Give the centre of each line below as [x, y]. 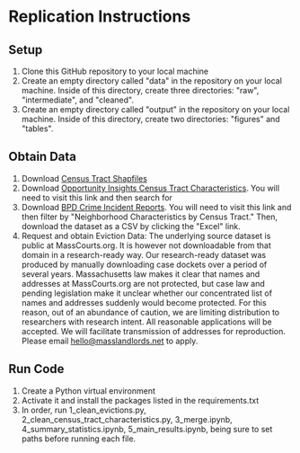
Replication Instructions [100, 17]
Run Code [36, 369]
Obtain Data [43, 157]
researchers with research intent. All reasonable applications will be [146, 322]
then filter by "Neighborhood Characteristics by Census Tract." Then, [150, 217]
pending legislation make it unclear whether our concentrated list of [147, 293]
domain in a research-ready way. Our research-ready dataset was [144, 254]
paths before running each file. [79, 439]
